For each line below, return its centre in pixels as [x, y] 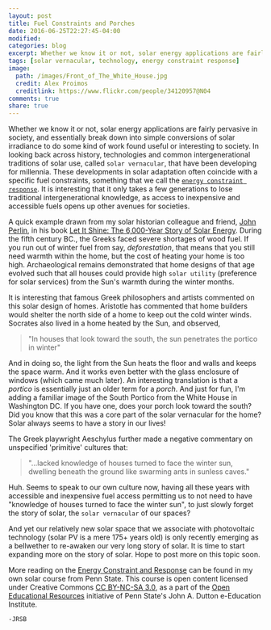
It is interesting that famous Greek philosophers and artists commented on [132, 298]
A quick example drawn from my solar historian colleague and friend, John [132, 222]
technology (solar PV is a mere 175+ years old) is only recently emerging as [134, 537]
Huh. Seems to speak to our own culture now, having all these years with [129, 487]
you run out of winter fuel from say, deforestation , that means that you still [132, 248]
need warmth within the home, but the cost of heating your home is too [127, 256]
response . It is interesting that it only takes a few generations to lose [121, 189]
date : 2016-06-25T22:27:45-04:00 [65, 31]
